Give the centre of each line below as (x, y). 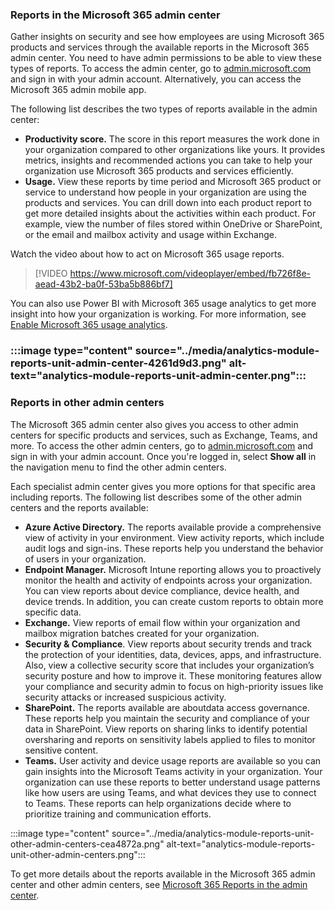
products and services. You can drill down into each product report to (168, 203)
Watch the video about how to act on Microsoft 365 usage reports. (147, 254)
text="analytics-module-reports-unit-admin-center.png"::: (158, 376)
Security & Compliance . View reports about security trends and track (168, 644)
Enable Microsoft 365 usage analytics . (89, 325)
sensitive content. (61, 750)
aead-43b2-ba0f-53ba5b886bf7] (103, 284)
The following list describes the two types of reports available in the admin (164, 109)
